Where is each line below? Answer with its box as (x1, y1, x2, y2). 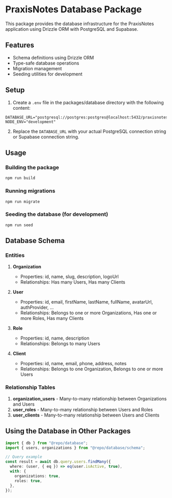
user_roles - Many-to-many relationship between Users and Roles (12, 406, 153, 412)
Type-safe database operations (12, 60, 79, 66)
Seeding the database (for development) (5, 211, 109, 218)
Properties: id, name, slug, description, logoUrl (20, 273, 119, 280)
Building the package (5, 164, 59, 171)
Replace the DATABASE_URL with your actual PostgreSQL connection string (12, 128, 166, 134)
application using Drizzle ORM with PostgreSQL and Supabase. (5, 26, 139, 32)
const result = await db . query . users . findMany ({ (5, 459, 111, 465)
